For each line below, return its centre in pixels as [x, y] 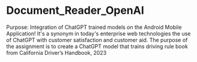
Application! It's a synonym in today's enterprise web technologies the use [98, 33]
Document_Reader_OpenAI [75, 11]
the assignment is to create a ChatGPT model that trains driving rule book [97, 46]
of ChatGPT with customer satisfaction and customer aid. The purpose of [97, 40]
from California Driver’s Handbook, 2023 [56, 52]
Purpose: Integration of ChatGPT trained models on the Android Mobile [94, 27]
